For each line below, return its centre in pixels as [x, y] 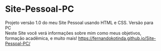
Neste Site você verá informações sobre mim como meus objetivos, [73, 33]
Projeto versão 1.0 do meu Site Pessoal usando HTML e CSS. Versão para [79, 23]
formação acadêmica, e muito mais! [41, 38]
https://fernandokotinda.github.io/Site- [117, 38]
